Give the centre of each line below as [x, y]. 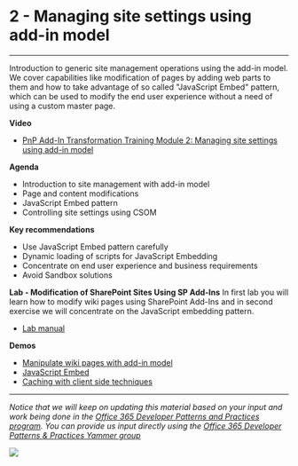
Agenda [24, 167]
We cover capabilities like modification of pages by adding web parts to [140, 77]
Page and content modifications [80, 194]
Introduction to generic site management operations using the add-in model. [149, 67]
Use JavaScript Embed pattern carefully [95, 247]
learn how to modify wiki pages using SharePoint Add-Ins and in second [141, 301]
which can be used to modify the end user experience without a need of [141, 96]
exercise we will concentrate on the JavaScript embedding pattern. [132, 311]
